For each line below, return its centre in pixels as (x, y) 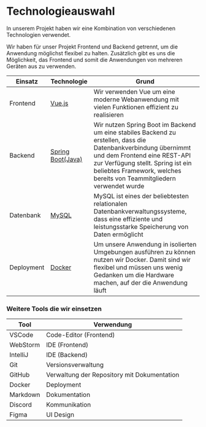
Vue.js (59, 103)
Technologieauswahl (61, 11)
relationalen (110, 204)
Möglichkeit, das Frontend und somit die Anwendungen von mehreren (94, 60)
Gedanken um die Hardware (134, 275)
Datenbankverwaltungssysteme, (140, 211)
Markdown (25, 395)
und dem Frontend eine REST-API (142, 155)
